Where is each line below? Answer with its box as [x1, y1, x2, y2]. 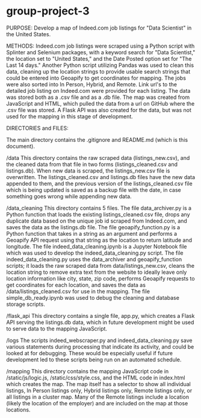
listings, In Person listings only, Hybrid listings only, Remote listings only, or [6, 387, 193, 394]
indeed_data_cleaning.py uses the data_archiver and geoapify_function [6, 255, 182, 263]
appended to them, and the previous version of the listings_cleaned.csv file [6, 180, 193, 187]
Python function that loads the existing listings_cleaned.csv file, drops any [6, 211, 191, 218]
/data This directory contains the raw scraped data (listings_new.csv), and [6, 154, 190, 161]
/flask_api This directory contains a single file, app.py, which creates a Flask [6, 312, 195, 319]
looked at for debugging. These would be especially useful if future [6, 349, 173, 356]
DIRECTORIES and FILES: [6, 124, 69, 131]
